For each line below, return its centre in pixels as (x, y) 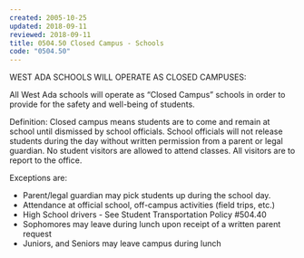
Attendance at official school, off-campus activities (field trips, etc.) (148, 205)
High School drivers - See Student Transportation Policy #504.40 (145, 215)
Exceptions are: (39, 178)
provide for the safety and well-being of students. (102, 104)
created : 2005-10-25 (49, 18)
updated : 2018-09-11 (49, 26)
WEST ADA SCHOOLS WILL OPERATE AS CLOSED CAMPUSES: (128, 77)
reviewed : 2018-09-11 (50, 34)
